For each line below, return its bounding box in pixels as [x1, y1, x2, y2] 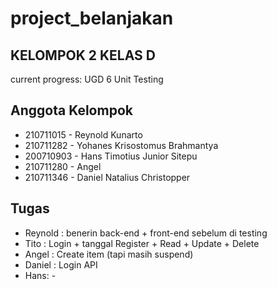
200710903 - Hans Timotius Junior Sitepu [24, 150, 198, 162]
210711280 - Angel [24, 160, 102, 172]
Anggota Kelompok [10, 102, 133, 119]
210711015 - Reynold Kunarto [24, 128, 143, 141]
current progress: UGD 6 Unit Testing [10, 73, 164, 85]
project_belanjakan [10, 7, 174, 30]
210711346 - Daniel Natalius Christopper [24, 171, 191, 183]
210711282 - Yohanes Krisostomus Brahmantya [24, 139, 219, 151]
